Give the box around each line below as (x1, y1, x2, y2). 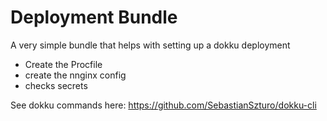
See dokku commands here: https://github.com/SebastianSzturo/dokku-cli (10, 99, 317, 111)
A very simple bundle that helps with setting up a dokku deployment (10, 39, 291, 51)
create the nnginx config (24, 69, 127, 81)
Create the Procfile (24, 58, 103, 70)
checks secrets (24, 79, 88, 91)
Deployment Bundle (10, 6, 178, 29)
